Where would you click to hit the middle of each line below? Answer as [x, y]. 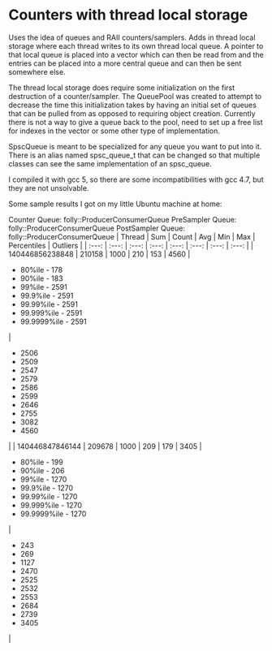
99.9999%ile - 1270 [53, 514]
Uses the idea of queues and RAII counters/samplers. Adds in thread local [132, 37]
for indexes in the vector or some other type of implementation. [114, 131]
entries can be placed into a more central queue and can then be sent [125, 63]
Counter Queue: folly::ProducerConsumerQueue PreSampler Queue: [123, 219]
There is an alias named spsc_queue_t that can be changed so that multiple [134, 155]
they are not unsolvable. [49, 188]
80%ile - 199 [41, 462]
